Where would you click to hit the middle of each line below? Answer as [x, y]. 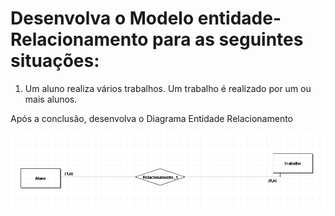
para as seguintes [227, 39]
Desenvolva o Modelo [102, 18]
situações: [55, 61]
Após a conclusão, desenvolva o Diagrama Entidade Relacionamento [151, 118]
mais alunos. [51, 99]
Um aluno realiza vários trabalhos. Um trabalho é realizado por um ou [168, 88]
